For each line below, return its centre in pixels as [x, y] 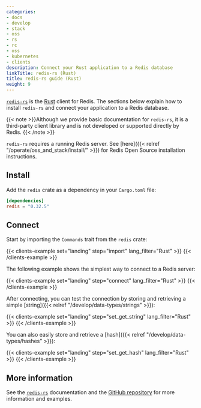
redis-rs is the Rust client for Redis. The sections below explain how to [94, 101]
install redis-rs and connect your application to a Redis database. [88, 108]
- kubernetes [22, 56]
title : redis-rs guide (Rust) [44, 79]
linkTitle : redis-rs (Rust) [41, 73]
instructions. [22, 156]
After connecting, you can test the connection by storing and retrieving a [96, 299]
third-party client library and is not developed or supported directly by [93, 126]
